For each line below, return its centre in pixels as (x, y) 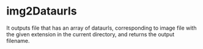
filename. (18, 41)
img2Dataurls (42, 11)
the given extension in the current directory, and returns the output (90, 34)
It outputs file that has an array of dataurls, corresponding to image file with (102, 28)
